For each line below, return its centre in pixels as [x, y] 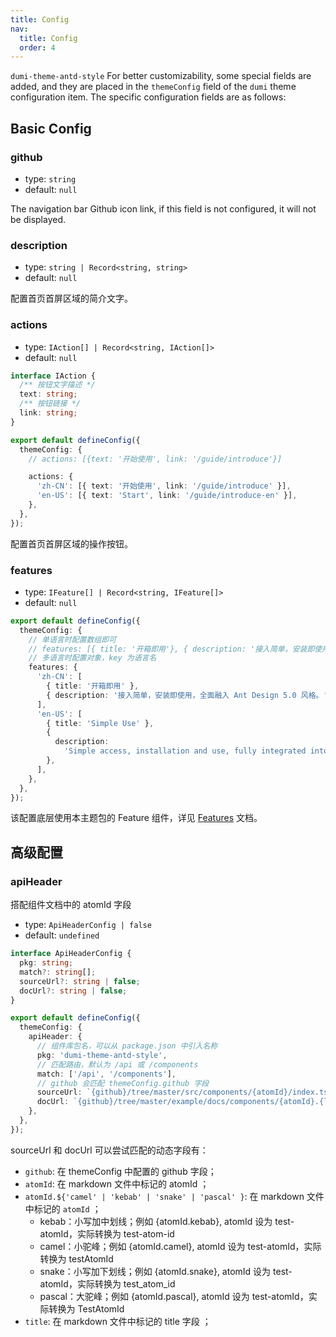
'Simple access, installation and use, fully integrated [185, 751]
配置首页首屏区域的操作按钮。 [71, 543]
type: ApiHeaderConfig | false [88, 925]
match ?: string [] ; [58, 972]
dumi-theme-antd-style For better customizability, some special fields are [161, 76]
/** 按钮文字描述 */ [57, 385]
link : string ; [48, 413]
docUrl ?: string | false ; [73, 991]
